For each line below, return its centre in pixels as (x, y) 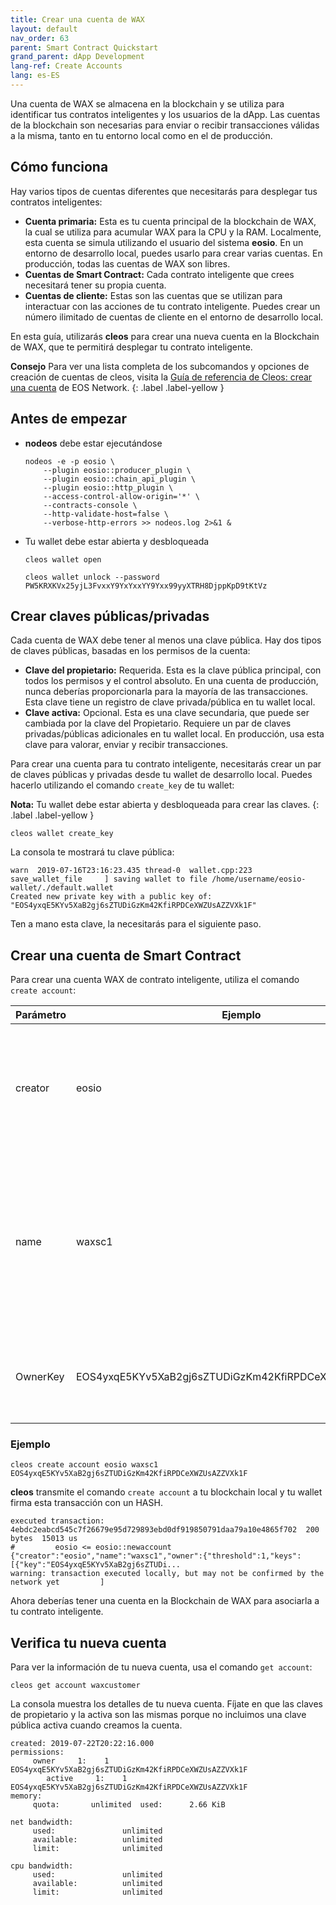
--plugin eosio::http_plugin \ (108, 487)
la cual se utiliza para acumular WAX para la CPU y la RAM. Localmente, (173, 232)
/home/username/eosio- (259, 879)
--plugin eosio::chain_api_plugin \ (119, 479)
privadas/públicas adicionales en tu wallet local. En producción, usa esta (174, 734)
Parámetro (41, 1015)
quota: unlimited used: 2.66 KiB (129, 1805)
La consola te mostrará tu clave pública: (92, 852)
